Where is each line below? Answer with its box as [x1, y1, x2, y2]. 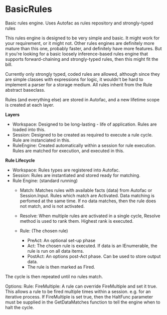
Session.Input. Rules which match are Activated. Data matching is [19, 192, 155, 198]
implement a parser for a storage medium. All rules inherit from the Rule [5, 81, 153, 88]
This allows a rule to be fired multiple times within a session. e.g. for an [5, 288, 151, 295]
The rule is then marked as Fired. [27, 264, 96, 270]
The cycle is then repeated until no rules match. [5, 273, 103, 280]
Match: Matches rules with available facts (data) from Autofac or [19, 187, 153, 193]
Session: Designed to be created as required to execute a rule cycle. [12, 132, 153, 138]
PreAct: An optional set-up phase [27, 237, 96, 243]
